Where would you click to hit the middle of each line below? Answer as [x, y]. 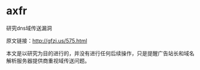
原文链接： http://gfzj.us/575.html [47, 40]
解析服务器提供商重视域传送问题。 [48, 61]
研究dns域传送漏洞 [29, 28]
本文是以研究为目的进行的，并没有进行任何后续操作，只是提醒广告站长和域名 [100, 53]
